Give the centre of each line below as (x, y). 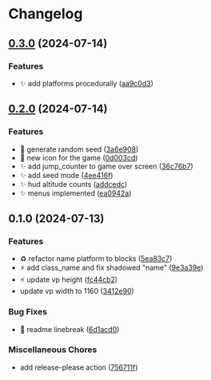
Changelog (46, 14)
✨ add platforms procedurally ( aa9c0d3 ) (87, 83)
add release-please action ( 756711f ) (79, 367)
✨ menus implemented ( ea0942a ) (76, 193)
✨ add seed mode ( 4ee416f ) (66, 175)
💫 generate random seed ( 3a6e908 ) (79, 149)
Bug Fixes (28, 312)
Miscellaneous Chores (53, 350)
